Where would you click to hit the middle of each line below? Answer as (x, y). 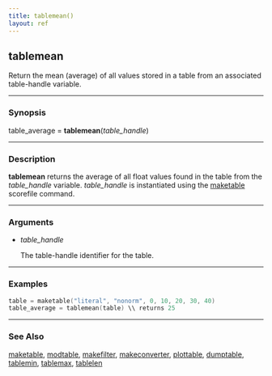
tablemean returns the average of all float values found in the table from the (136, 176)
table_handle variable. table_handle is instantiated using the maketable (127, 185)
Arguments (31, 222)
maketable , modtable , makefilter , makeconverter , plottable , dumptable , (126, 354)
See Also (26, 336)
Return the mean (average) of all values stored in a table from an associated (135, 76)
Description (32, 158)
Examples (28, 284)
